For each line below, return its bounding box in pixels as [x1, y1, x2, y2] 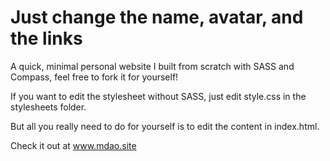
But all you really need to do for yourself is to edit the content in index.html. [10, 120, 320, 132]
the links [10, 27, 83, 50]
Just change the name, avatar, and [10, 6, 304, 29]
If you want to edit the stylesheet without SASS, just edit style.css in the [10, 90, 307, 102]
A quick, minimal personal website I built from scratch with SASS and [10, 60, 295, 72]
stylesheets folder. [10, 101, 87, 113]
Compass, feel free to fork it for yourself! [10, 71, 179, 83]
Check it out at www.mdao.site [10, 139, 137, 151]
